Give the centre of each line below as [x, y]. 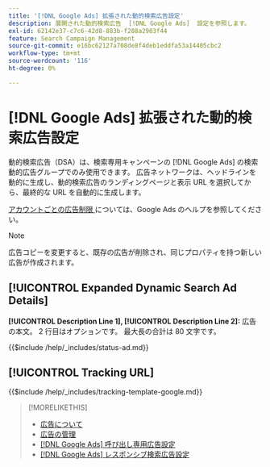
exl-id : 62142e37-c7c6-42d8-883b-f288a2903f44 [88, 31]
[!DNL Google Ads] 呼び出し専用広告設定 [108, 444]
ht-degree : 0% [32, 69]
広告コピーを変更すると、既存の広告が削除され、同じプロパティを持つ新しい [135, 252]
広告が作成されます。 [44, 262]
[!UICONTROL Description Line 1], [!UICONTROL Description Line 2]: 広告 [132, 321]
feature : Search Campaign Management [72, 38]
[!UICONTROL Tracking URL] [81, 372]
